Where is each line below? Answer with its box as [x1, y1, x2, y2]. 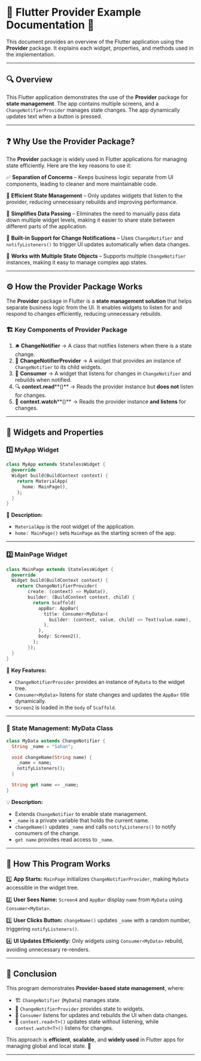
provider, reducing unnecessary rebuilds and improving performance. [6, 198, 178, 205]
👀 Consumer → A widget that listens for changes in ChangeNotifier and [14, 369, 191, 377]
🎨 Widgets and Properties [6, 428, 103, 438]
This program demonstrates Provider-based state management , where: [6, 985, 185, 992]
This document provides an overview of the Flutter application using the [6, 38, 184, 45]
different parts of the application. [6, 222, 88, 230]
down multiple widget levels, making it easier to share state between [6, 216, 175, 223]
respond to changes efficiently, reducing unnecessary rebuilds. [6, 310, 163, 318]
